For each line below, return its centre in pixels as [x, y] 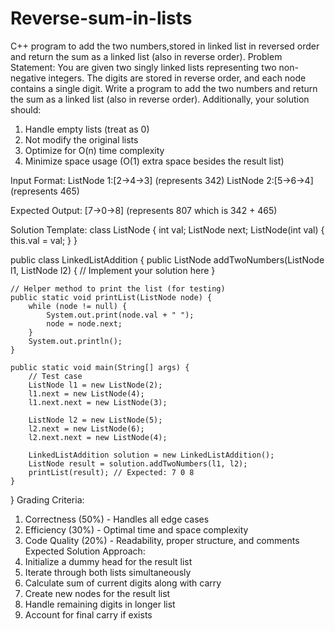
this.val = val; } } [44, 240]
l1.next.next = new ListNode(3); [98, 402]
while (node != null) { [78, 306]
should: [26, 109]
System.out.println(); [75, 341]
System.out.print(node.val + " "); [120, 315]
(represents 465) [45, 191]
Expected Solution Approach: [85, 551]
